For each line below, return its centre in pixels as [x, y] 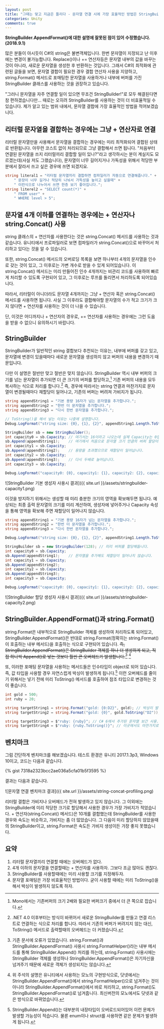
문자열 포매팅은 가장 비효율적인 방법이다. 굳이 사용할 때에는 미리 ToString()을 [85, 880]
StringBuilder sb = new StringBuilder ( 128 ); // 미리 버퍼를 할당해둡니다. [77, 547]
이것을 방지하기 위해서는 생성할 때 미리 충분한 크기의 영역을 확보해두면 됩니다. [79, 498]
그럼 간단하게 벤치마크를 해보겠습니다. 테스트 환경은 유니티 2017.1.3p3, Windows [82, 755]
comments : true [20, 23]
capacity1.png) [20, 488]
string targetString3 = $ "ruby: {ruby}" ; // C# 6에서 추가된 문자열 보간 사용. [82, 721]
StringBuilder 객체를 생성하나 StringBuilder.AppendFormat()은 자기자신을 [83, 958]
